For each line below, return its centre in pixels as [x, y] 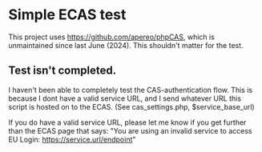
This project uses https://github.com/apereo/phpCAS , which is [111, 37]
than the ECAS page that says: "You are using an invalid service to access [130, 130]
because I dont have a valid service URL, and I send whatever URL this [125, 98]
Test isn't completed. [62, 71]
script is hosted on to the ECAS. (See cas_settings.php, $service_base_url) [131, 106]
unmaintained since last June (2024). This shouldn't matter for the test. [126, 45]
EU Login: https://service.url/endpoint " [72, 139]
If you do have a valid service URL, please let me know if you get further [127, 122]
